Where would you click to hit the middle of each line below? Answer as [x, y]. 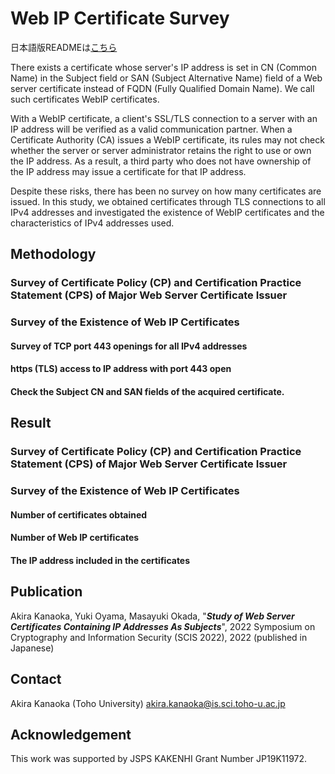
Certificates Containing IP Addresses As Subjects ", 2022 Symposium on [163, 626]
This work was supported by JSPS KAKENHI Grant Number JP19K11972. [159, 759]
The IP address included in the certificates [100, 560]
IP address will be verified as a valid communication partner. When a [151, 129]
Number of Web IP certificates [75, 538]
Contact [36, 679]
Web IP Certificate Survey [120, 18]
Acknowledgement [71, 734]
